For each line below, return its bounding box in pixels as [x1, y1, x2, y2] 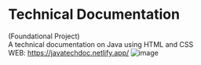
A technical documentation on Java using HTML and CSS [8, 39, 194, 49]
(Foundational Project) [8, 31, 80, 41]
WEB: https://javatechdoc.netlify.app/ [8, 48, 130, 57]
